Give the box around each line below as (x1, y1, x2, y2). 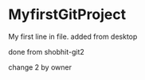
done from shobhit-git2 (8, 47, 85, 56)
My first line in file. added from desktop (8, 32, 138, 41)
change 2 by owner (8, 62, 72, 72)
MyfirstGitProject (8, 6, 126, 24)
